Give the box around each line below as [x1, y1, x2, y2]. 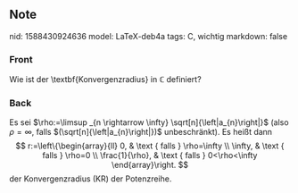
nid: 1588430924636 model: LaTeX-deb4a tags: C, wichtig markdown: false [9, 30, 288, 41]
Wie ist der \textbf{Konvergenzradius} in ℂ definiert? [9, 74, 203, 85]
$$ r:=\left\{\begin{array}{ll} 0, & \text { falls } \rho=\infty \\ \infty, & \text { [15, 140, 285, 151]
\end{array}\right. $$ [111, 160, 189, 171]
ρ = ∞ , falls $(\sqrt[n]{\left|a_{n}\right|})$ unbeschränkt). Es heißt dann [9, 127, 273, 138]
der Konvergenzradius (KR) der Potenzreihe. [9, 173, 172, 184]
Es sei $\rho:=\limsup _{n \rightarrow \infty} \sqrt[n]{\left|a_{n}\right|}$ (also [9, 117, 289, 128]
